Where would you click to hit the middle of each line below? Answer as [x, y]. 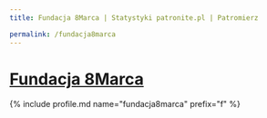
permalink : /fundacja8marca [63, 34]
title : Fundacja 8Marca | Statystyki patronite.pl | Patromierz [134, 18]
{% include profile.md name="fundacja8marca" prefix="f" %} [125, 104]
